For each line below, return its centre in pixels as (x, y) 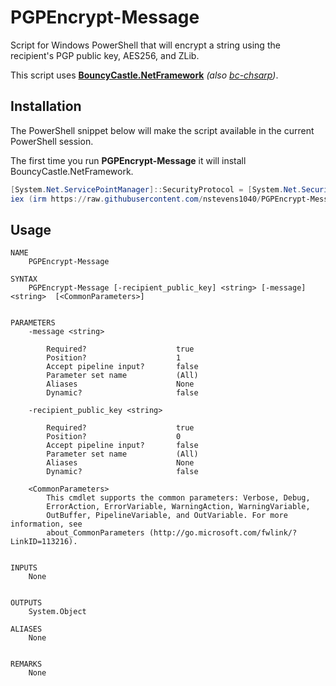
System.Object (57, 612)
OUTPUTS (26, 603)
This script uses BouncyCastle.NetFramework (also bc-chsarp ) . (144, 75)
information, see (46, 524)
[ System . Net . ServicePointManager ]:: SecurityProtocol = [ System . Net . (156, 189)
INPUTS (24, 568)
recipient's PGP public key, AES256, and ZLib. (105, 55)
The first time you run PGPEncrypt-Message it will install (128, 160)
